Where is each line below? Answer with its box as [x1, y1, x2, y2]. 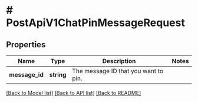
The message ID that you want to [72, 67, 164, 75]
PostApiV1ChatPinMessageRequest [6, 16, 186, 29]
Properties [6, 40, 46, 50]
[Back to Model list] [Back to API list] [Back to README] [6, 90, 141, 96]
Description [102, 57, 136, 65]
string [49, 71, 67, 78]
